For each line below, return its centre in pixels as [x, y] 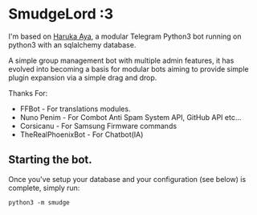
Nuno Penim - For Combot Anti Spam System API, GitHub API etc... [131, 117]
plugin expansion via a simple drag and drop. [83, 77]
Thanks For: [28, 93]
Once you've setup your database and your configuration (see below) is [127, 179]
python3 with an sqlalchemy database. [72, 44]
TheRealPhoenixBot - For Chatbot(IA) [82, 134]
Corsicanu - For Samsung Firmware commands [98, 126]
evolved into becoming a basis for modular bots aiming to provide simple [128, 68]
